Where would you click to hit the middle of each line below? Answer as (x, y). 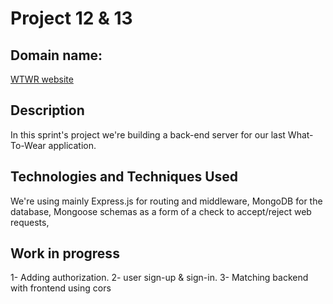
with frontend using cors (61, 288)
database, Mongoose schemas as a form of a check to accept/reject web (161, 211)
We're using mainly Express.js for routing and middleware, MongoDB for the (166, 201)
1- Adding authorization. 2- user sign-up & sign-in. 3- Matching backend (159, 278)
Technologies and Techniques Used (124, 177)
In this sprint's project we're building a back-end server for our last (148, 134)
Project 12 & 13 (71, 18)
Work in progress (65, 253)
